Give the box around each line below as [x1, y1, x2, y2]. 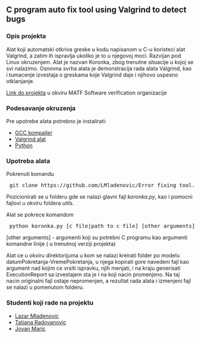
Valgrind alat [14, 135, 46, 142]
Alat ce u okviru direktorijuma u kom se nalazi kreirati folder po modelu [6, 252, 180, 259]
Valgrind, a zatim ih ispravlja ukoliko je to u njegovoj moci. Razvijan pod [6, 52, 181, 59]
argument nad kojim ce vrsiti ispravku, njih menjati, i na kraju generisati [6, 264, 181, 272]
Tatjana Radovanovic [14, 318, 67, 325]
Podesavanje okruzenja [6, 104, 76, 112]
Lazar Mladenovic [14, 312, 59, 319]
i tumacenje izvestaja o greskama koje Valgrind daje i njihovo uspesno [6, 71, 179, 78]
